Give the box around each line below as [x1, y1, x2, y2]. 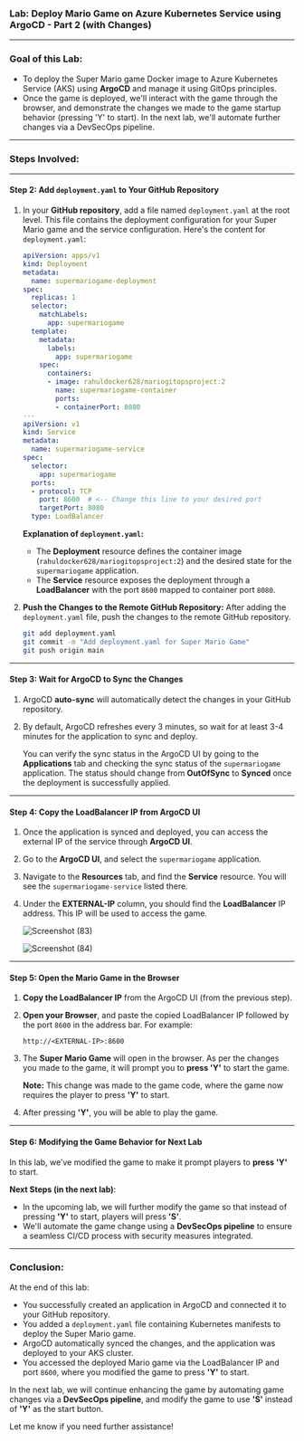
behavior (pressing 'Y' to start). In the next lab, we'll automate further [22, 111, 281, 122]
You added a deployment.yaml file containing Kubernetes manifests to [22, 1318, 281, 1329]
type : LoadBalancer [31, 512, 105, 521]
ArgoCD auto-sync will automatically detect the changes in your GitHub [22, 693, 291, 704]
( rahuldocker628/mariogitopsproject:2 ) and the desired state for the [35, 556, 292, 567]
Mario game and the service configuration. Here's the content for [22, 224, 266, 235]
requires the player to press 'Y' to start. [22, 1090, 170, 1101]
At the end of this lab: [9, 1282, 90, 1293]
